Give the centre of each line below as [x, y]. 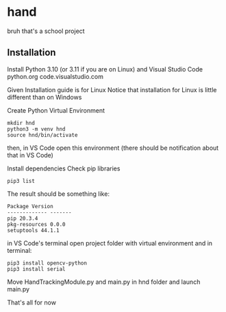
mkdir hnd [21, 123]
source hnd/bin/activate [42, 135]
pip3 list [21, 181]
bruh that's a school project [46, 31]
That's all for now [32, 302]
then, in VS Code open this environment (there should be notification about [113, 148]
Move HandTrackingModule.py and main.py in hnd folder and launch [104, 282]
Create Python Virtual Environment [56, 110]
